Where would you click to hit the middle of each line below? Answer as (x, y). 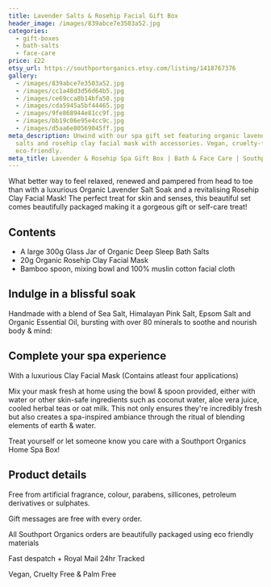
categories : (28, 31)
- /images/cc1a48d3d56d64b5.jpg (70, 91)
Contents (32, 232)
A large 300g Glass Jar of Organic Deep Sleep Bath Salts (115, 252)
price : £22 (27, 61)
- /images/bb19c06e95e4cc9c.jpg (70, 121)
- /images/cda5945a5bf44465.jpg (70, 106)
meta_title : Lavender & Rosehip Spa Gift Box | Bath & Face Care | (124, 158)
